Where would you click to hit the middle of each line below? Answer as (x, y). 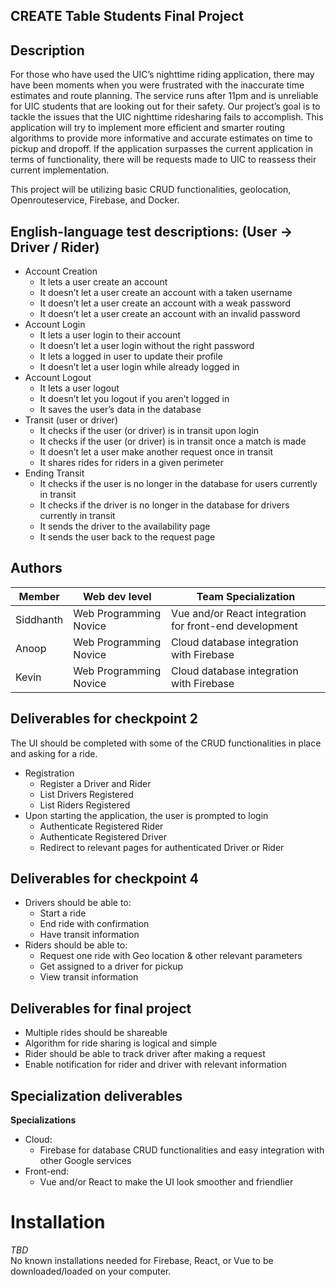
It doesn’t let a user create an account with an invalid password (170, 314)
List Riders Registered (85, 805)
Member (39, 596)
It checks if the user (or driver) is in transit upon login (149, 431)
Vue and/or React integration (239, 613)
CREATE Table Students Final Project (127, 16)
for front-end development (234, 626)
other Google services (85, 1161)
